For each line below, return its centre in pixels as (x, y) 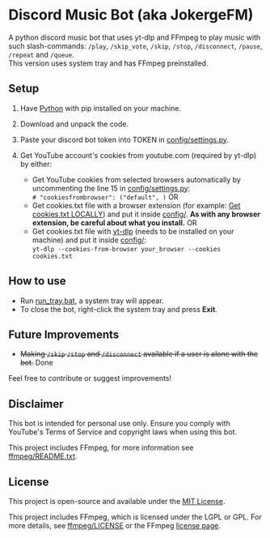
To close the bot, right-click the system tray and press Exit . (119, 309)
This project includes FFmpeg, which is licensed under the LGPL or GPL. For (135, 517)
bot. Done (37, 363)
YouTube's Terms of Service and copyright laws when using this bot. (122, 432)
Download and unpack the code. (74, 124)
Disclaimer (36, 404)
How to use (37, 281)
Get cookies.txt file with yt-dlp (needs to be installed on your (133, 231)
